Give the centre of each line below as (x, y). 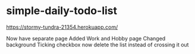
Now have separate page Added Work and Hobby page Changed (86, 38)
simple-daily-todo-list (62, 11)
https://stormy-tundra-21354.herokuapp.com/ (62, 27)
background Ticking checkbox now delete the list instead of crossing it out (97, 45)
